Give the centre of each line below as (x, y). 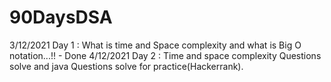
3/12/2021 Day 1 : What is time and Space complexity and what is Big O (155, 45)
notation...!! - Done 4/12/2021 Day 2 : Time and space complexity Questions (165, 55)
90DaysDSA (61, 17)
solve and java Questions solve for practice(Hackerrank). (126, 66)
